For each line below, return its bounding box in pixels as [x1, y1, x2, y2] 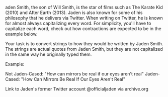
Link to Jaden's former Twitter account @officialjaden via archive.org [5, 86, 148, 92]
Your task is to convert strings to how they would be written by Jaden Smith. [5, 41, 163, 47]
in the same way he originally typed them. [5, 51, 92, 57]
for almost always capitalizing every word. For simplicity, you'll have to [5, 20, 151, 26]
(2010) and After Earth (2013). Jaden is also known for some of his [5, 10, 143, 16]
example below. [5, 31, 38, 37]
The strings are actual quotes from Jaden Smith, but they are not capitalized [5, 46, 163, 52]
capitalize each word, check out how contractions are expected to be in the [5, 26, 162, 32]
